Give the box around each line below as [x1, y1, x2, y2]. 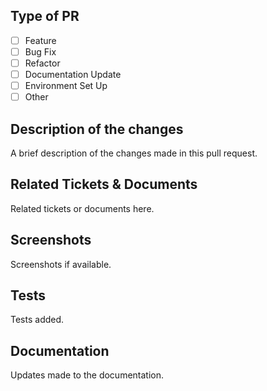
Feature [24, 34, 57, 46]
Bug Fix [24, 45, 57, 58]
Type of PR [10, 8, 80, 25]
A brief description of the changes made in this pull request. [10, 147, 258, 159]
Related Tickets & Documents [10, 176, 198, 193]
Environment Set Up [24, 80, 108, 92]
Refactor [24, 57, 61, 69]
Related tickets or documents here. [10, 202, 155, 214]
